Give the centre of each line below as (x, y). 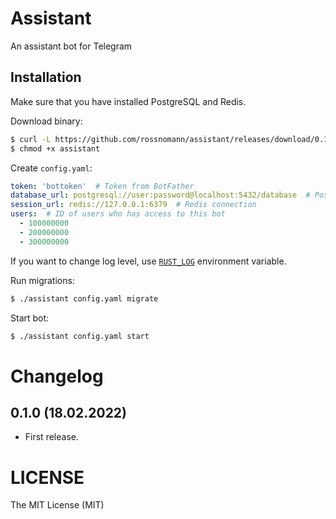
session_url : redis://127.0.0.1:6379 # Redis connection (133, 205)
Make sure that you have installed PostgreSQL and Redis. (128, 101)
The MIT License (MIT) (57, 505)
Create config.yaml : (51, 168)
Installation (46, 77)
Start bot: (30, 318)
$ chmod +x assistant (55, 148)
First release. (51, 437)
